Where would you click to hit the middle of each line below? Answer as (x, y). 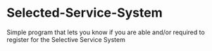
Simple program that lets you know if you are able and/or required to (106, 32)
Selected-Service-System (85, 13)
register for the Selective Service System (66, 39)
